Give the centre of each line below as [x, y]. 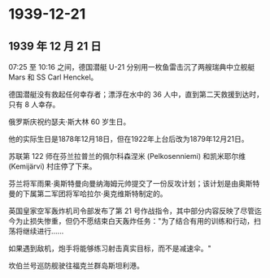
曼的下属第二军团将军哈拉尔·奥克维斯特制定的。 [88, 194]
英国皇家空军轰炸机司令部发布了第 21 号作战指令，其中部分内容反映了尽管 [132, 211]
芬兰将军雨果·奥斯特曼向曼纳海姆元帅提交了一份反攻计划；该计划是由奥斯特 [134, 184]
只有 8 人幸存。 [34, 105]
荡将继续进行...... [36, 231]
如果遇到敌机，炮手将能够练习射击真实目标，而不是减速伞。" [110, 248]
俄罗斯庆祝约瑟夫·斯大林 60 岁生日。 [70, 122]
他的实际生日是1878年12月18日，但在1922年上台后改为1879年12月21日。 [129, 139]
